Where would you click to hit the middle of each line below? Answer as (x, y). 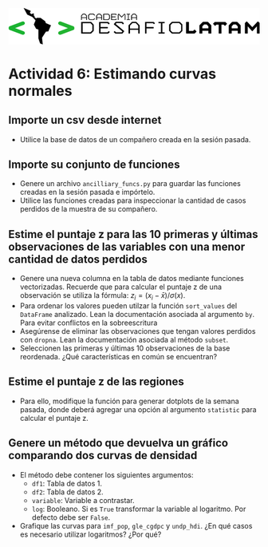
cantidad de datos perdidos (78, 259)
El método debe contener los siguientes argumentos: (106, 474)
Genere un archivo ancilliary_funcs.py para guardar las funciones (130, 184)
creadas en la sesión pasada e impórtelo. (87, 192)
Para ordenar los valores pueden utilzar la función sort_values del (128, 306)
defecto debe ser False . (71, 517)
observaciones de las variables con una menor (127, 246)
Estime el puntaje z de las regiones (97, 382)
